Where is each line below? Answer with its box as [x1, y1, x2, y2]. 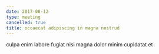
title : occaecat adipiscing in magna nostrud [6, 25, 120, 31]
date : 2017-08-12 [6, 8, 49, 15]
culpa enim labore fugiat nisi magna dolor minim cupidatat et [6, 41, 153, 48]
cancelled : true [6, 19, 46, 25]
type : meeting [6, 14, 41, 20]
